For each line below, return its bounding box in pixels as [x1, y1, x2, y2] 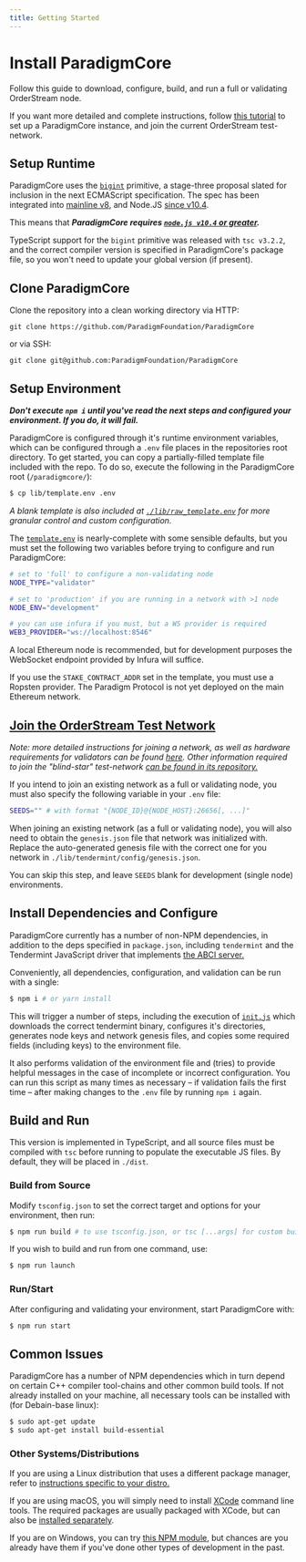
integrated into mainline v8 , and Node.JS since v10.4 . [9, 200, 209, 211]
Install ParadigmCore [9, 52, 172, 73]
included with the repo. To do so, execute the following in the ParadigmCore [9, 461, 295, 472]
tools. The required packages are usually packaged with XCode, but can [9, 1505, 280, 1516]
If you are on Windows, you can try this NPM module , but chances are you [9, 1533, 289, 1544]
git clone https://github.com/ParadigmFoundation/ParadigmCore [9, 323, 255, 332]
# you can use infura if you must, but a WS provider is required [9, 619, 267, 629]
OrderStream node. [9, 92, 82, 103]
